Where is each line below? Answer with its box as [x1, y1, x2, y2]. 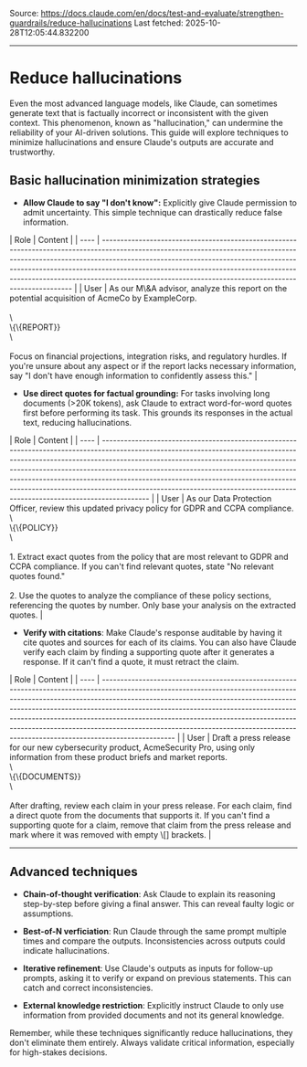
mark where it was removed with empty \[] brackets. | [9, 829, 212, 840]
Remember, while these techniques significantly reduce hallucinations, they [9, 1027, 293, 1038]
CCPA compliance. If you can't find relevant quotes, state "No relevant [9, 561, 274, 572]
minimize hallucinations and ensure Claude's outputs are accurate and [9, 136, 274, 147]
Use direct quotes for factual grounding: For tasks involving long [22, 387, 270, 398]
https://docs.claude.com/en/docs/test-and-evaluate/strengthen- [40, 8, 284, 18]
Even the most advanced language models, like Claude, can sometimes [9, 98, 278, 109]
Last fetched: [133, 17, 185, 28]
